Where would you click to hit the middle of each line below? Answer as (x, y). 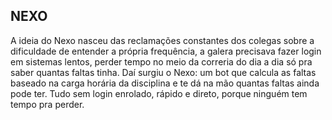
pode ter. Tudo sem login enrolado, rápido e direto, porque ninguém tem (159, 93)
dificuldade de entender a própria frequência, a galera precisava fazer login (166, 51)
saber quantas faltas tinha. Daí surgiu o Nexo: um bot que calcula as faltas (163, 72)
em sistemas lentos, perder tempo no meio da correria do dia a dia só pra (161, 61)
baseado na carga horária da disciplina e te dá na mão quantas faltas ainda (165, 83)
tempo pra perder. (47, 104)
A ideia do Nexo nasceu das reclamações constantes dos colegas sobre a (162, 40)
